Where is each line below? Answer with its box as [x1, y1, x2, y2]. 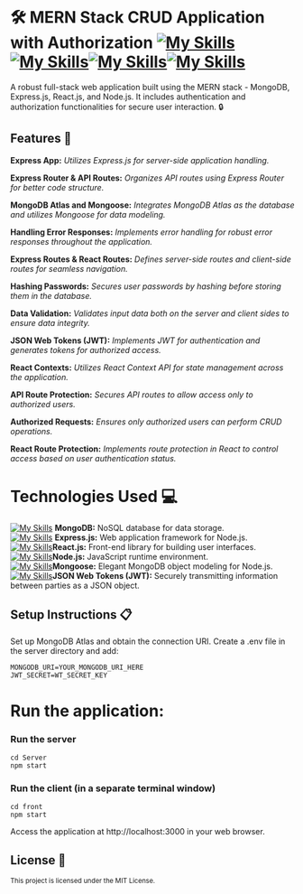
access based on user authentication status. [10, 452, 177, 463]
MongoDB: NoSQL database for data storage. [54, 522, 225, 533]
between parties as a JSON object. [10, 580, 141, 591]
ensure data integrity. [10, 317, 90, 328]
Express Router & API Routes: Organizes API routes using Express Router [10, 172, 285, 183]
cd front [10, 803, 43, 812]
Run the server [10, 732, 77, 745]
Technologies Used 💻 [10, 486, 179, 507]
